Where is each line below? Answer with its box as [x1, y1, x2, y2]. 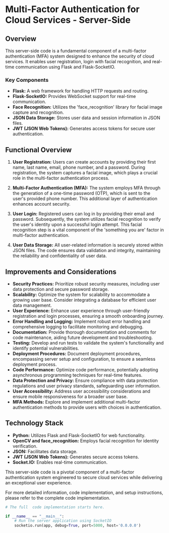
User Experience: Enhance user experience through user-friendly [12, 307, 150, 314]
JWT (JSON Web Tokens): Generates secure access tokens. [12, 454, 140, 460]
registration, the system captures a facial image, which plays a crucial [12, 170, 158, 176]
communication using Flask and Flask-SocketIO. [15, 64, 116, 70]
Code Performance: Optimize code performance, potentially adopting [12, 366, 158, 372]
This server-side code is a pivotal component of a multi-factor [5, 469, 135, 475]
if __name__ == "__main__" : [5, 514, 65, 519]
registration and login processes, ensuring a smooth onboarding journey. [12, 313, 164, 319]
